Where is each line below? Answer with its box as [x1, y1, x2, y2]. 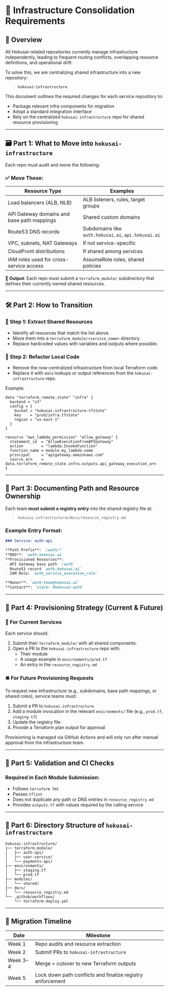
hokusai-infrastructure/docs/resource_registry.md [17, 515, 126, 520]
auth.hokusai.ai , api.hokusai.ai [82, 231, 160, 239]
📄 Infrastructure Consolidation [5, 5, 135, 16]
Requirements [5, 15, 65, 27]
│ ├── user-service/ [5, 854, 53, 860]
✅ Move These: [5, 174, 44, 181]
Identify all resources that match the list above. [12, 329, 110, 336]
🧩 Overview [5, 35, 42, 44]
